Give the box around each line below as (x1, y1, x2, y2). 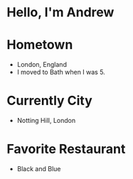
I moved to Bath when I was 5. (16, 68, 106, 77)
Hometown (6, 37, 73, 53)
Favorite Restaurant (6, 141, 126, 157)
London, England (16, 60, 67, 69)
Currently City (6, 93, 93, 109)
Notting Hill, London (16, 116, 76, 125)
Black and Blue (16, 165, 61, 173)
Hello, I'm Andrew (6, 4, 115, 21)
